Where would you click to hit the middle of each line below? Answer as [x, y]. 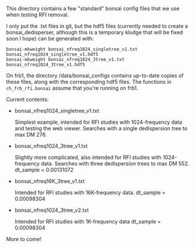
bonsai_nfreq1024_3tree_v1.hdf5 [46, 65]
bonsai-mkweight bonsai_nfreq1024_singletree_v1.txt [72, 49]
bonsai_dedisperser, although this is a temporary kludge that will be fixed [95, 32]
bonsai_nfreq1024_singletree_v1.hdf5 [52, 55]
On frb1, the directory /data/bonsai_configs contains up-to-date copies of [95, 75]
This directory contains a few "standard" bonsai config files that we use [93, 9]
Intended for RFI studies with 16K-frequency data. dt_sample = [90, 192]
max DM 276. [31, 135]
